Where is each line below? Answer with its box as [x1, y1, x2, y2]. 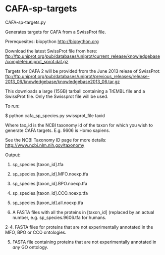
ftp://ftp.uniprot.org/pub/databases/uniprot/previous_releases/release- [5, 73, 150, 79]
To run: [5, 103, 20, 109]
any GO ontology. [12, 244, 49, 250]
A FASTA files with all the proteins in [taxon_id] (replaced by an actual [12, 209, 155, 215]
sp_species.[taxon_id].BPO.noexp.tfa [12, 180, 88, 186]
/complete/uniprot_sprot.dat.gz [5, 58, 68, 64]
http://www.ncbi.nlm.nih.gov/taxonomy [5, 142, 85, 148]
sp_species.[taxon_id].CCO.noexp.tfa [12, 190, 88, 196]
